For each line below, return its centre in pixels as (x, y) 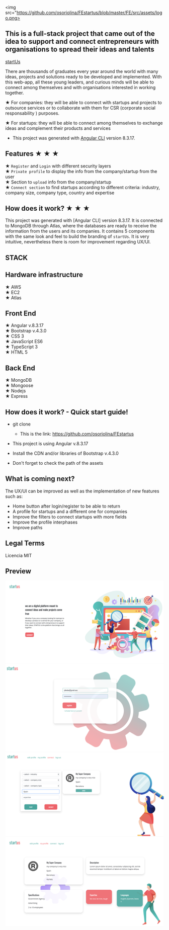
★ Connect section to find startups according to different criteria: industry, (82, 187)
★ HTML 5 (16, 352)
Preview (18, 571)
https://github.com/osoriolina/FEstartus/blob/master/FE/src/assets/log (90, 13)
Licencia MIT (19, 555)
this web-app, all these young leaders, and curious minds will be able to (80, 82)
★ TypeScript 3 (21, 347)
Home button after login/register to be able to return (66, 506)
